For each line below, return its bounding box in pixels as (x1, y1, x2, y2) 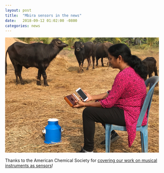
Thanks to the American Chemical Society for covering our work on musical (5, 157, 158, 163)
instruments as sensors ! (5, 163, 54, 169)
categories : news (5, 23, 41, 28)
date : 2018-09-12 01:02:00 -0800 (5, 18, 78, 23)
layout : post (5, 8, 32, 13)
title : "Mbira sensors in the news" (5, 13, 82, 18)
